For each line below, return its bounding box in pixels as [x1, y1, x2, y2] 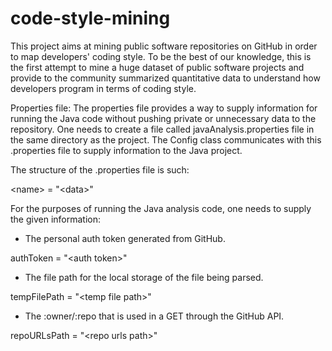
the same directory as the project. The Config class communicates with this [10, 133, 322, 146]
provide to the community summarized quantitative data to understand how [10, 72, 321, 84]
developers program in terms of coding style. [10, 82, 197, 94]
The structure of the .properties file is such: [10, 163, 190, 176]
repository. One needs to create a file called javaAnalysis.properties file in [10, 123, 315, 135]
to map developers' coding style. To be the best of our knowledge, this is [10, 50, 312, 62]
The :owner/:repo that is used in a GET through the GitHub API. [24, 310, 285, 322]
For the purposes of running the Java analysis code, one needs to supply [10, 202, 312, 214]
